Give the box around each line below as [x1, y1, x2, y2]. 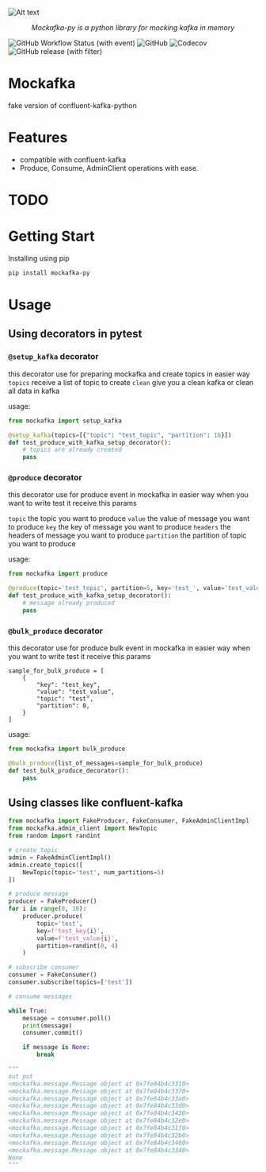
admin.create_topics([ [8, 861, 83, 869]
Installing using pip [8, 254, 70, 263]
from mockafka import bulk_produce [8, 745, 126, 754]
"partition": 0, [36, 702, 90, 710]
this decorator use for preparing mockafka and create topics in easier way [8, 369, 251, 379]
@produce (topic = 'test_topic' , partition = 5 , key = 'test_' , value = [8, 584, 225, 592]
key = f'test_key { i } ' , [36, 927, 104, 935]
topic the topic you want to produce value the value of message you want [8, 514, 250, 523]
